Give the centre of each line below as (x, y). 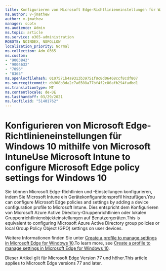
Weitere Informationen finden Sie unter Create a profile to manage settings (81, 238)
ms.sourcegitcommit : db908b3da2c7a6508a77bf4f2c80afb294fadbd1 (72, 83)
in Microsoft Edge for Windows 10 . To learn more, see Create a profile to (78, 243)
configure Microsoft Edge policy (72, 168)
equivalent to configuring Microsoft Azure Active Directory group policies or (82, 223)
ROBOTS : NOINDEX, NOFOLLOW (33, 42)
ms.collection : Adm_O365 (31, 51)
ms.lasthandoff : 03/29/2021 (34, 97)
